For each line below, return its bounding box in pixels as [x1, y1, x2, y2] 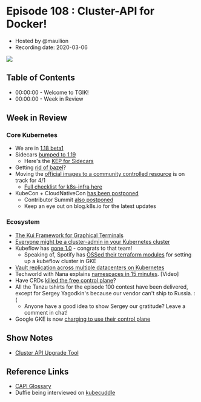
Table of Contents [6, 73, 76, 83]
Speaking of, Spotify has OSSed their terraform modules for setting [24, 250, 192, 258]
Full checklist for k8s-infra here [24, 183, 103, 190]
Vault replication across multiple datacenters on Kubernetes [15, 264, 165, 271]
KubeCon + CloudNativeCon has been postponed [15, 190, 139, 197]
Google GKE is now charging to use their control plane [15, 315, 151, 323]
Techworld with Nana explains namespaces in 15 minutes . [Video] [15, 270, 179, 277]
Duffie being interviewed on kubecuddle [15, 389, 116, 397]
